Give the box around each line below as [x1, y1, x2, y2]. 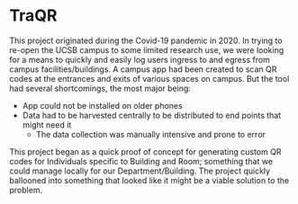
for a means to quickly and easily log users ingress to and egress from [9, 54, 270, 65]
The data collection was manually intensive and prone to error [35, 129, 266, 139]
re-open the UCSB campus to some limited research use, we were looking [9, 44, 284, 55]
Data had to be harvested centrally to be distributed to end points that [22, 110, 282, 120]
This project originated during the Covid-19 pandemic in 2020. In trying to [9, 35, 283, 46]
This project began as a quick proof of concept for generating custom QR [9, 146, 282, 157]
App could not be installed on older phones [22, 100, 183, 111]
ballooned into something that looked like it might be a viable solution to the [9, 174, 290, 185]
